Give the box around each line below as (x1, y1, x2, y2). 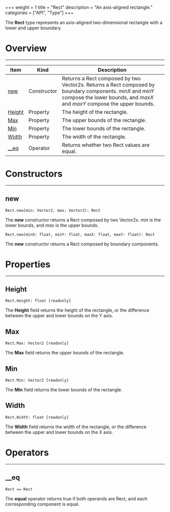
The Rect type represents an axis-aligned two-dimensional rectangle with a (5, 20, 163, 25)
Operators (5, 447, 49, 458)
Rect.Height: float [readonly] (5, 299, 71, 304)
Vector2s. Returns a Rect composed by (62, 81, 155, 88)
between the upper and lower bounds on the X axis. (5, 429, 113, 435)
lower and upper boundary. (5, 25, 62, 31)
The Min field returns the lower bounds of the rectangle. (5, 387, 122, 393)
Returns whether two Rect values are (62, 141, 150, 149)
